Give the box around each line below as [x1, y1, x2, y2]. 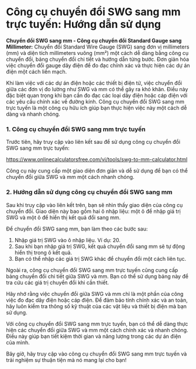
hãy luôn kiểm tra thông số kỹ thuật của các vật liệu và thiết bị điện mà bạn [6, 302, 187, 309]
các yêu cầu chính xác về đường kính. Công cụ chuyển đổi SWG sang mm [6, 98, 185, 105]
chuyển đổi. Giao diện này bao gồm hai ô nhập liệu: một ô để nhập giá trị [6, 208, 181, 215]
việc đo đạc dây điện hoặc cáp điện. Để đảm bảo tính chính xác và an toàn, [6, 296, 188, 304]
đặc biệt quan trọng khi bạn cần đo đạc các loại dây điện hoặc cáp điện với [6, 92, 188, 99]
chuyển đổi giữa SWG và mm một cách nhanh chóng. [6, 174, 135, 181]
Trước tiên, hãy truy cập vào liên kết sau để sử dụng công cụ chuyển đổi [6, 139, 180, 146]
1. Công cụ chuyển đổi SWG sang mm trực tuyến [6, 125, 146, 133]
